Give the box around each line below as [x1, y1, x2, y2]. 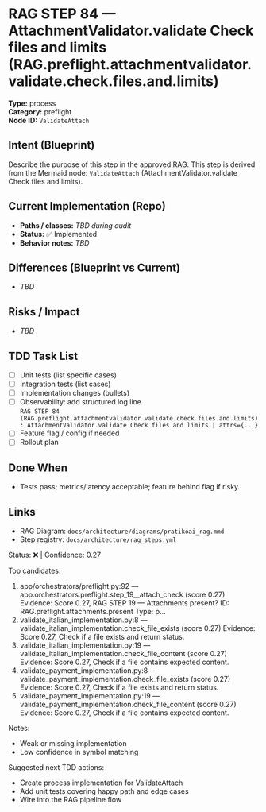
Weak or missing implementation [19, 739, 127, 748]
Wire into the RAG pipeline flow [19, 795, 122, 804]
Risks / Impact [8, 305, 81, 319]
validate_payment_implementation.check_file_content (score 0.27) [19, 700, 237, 709]
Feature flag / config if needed [19, 428, 120, 438]
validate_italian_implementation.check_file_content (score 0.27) [19, 649, 228, 658]
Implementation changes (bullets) [19, 389, 130, 398]
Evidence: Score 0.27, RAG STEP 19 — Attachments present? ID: [19, 598, 229, 608]
